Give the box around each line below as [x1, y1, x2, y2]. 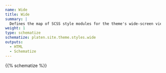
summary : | [5, 16, 28, 21]
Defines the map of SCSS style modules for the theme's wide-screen [9, 21, 154, 26]
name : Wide [5, 7, 28, 12]
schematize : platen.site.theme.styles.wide [5, 35, 96, 40]
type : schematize [5, 30, 41, 35]
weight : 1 [5, 26, 26, 31]
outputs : [5, 40, 23, 45]
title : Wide [5, 12, 30, 17]
